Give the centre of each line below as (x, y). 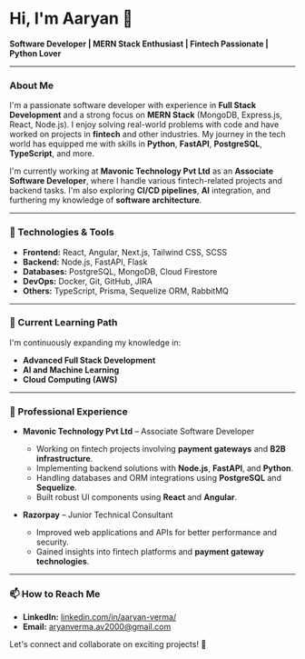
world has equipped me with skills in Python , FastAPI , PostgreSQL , (136, 144)
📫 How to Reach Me (55, 594)
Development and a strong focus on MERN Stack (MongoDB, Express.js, (146, 115)
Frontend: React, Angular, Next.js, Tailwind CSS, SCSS (125, 252)
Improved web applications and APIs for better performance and (157, 533)
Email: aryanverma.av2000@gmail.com (97, 627)
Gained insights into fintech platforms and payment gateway (150, 552)
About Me (32, 85)
